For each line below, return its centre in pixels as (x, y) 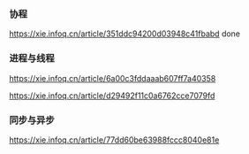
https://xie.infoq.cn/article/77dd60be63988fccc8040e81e (114, 140)
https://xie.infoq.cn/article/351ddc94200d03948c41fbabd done (125, 34)
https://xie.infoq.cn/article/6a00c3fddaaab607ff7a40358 (113, 78)
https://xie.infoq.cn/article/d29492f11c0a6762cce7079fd (112, 96)
